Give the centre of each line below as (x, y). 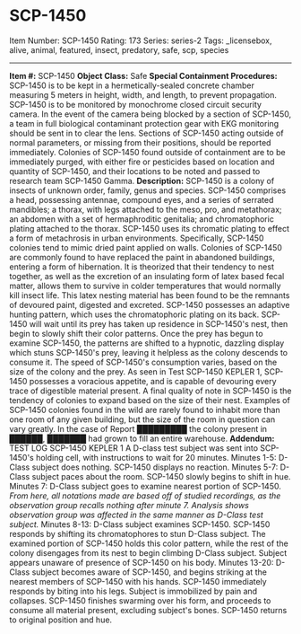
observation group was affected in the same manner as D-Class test (137, 515)
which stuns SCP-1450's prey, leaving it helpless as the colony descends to (149, 352)
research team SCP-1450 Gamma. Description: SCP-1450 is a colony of (142, 181)
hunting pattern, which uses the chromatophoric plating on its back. (134, 314)
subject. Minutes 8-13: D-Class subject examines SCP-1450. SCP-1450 (140, 524)
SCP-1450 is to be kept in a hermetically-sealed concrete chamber (132, 85)
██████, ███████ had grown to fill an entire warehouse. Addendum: (142, 438)
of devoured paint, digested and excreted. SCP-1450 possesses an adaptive (150, 304)
